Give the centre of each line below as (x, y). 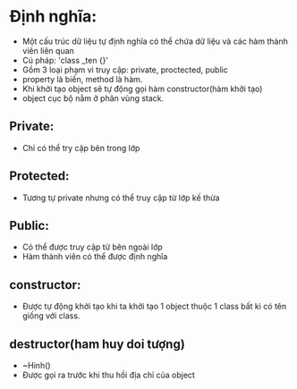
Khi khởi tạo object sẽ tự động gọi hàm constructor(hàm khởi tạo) (142, 89)
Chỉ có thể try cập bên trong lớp (81, 148)
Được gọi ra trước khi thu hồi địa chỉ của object (108, 375)
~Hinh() (36, 365)
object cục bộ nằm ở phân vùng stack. (93, 98)
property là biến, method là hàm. (82, 79)
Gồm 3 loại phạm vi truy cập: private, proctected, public (125, 70)
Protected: (39, 176)
